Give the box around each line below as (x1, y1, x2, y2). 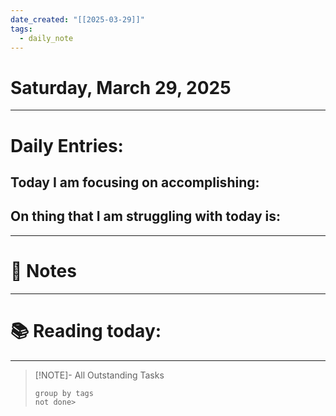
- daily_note (19, 33, 74, 43)
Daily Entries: (10, 134, 124, 157)
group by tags (34, 388, 94, 398)
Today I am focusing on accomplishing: (10, 174, 260, 191)
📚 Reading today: (10, 319, 162, 342)
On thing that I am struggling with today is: (10, 208, 282, 225)
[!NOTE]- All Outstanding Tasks (34, 369, 165, 381)
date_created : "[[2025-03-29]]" (10, 14, 145, 25)
